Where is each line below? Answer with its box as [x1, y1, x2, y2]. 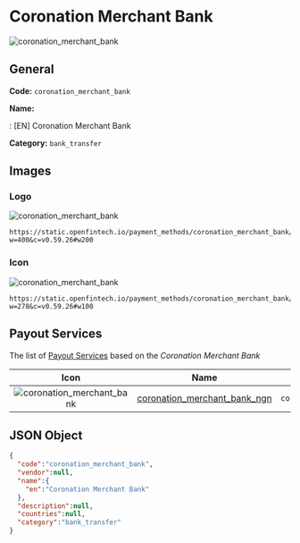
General [9, 62, 55, 77]
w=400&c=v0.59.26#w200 [9, 235, 94, 245]
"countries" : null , [17, 510, 87, 519]
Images [9, 164, 52, 179]
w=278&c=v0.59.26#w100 [9, 301, 94, 310]
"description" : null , [17, 501, 94, 511]
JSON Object [9, 428, 83, 443]
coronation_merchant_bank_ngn [137, 392, 272, 404]
